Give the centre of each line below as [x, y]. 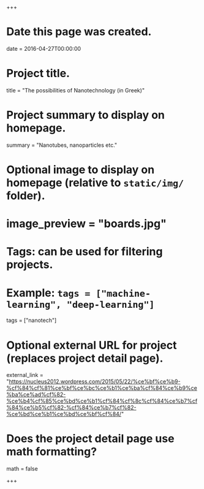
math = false [22, 469]
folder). [26, 196]
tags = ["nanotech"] [32, 320]
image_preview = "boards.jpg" [86, 224]
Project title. [38, 73]
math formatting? [51, 452]
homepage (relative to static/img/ [95, 183]
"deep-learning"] [111, 304]
